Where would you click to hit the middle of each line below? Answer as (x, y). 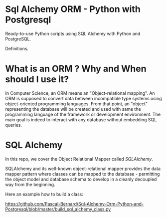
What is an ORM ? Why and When (76, 69)
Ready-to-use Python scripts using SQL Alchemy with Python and (73, 33)
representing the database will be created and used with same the (73, 109)
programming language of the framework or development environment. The (83, 114)
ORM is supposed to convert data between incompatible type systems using (83, 98)
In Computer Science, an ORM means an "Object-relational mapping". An (80, 93)
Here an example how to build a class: (44, 194)
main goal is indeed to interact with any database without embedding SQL (81, 119)
